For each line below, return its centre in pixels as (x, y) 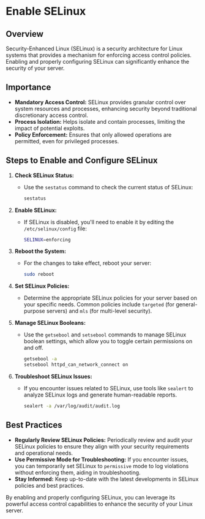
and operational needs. (44, 453)
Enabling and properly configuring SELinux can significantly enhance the (98, 62)
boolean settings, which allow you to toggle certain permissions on (108, 341)
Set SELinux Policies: (42, 286)
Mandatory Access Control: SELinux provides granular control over (100, 102)
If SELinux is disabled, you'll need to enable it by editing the (99, 222)
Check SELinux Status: (44, 175)
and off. (33, 348)
